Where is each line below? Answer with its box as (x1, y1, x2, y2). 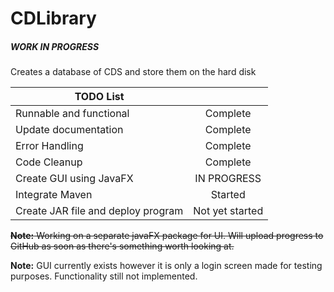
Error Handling (15, 139, 84, 153)
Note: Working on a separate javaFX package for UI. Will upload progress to (10, 230, 324, 242)
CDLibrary (10, 7, 97, 30)
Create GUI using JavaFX (15, 172, 134, 186)
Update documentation (15, 123, 124, 137)
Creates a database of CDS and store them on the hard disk (10, 66, 257, 78)
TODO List (74, 90, 125, 104)
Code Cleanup (15, 155, 83, 169)
